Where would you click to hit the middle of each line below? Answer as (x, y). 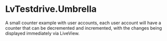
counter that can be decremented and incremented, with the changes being (84, 28)
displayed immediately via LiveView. (42, 33)
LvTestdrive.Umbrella (51, 9)
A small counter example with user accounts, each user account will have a (83, 23)
